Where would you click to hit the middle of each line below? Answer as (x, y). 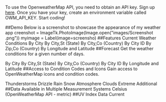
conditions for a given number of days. (45, 54)
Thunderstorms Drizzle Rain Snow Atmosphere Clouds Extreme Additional (81, 84)
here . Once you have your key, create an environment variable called (76, 12)
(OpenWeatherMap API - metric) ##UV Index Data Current (65, 94)
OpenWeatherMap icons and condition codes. (52, 74)
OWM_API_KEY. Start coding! (35, 18)
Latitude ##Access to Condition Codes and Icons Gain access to (72, 69)
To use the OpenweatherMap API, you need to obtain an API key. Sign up (80, 7)
